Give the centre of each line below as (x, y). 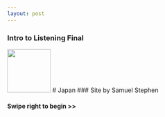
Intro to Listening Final (46, 37)
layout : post (26, 13)
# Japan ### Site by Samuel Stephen (105, 90)
